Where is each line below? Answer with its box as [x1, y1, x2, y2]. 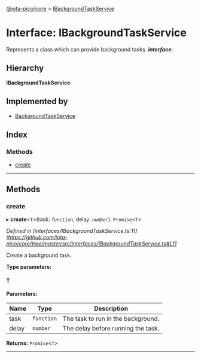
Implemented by [6, 96, 68, 107]
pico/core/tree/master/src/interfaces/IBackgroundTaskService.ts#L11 [6, 239, 177, 247]
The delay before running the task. [62, 324, 160, 333]
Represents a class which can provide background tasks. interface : [6, 45, 173, 53]
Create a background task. [6, 251, 72, 259]
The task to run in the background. [62, 314, 160, 323]
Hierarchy [6, 63, 44, 74]
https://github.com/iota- [8, 233, 68, 241]
